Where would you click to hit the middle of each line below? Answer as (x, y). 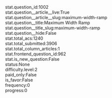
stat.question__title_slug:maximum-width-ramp (53, 28)
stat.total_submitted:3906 (31, 43)
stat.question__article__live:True (37, 12)
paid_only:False (21, 75)
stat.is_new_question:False (32, 59)
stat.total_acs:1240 (24, 38)
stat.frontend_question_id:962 (36, 54)
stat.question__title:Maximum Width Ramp (48, 23)
